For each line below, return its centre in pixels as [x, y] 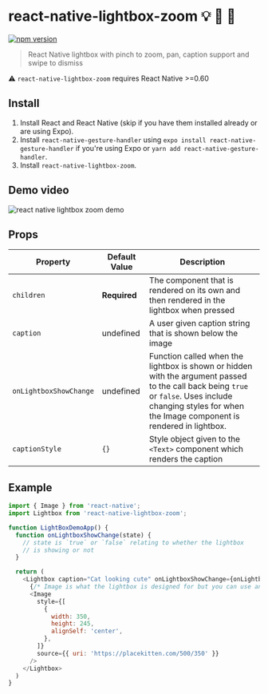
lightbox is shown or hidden [201, 367]
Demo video [39, 190]
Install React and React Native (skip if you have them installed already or [138, 122]
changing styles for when [197, 406]
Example [30, 488]
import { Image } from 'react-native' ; [75, 506]
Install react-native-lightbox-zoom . [78, 165]
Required [119, 295]
